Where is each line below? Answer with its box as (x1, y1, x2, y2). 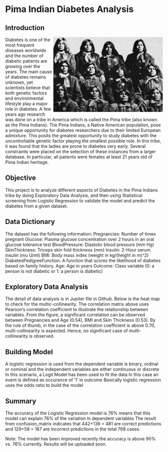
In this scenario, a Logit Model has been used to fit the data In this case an (5, 372, 158, 378)
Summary (5, 397, 36, 405)
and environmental (5, 95, 44, 101)
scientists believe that (5, 85, 50, 91)
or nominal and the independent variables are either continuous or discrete (5, 366, 159, 372)
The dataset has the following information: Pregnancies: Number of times (5, 231, 156, 237)
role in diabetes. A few (5, 106, 51, 112)
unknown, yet (5, 79, 33, 85)
